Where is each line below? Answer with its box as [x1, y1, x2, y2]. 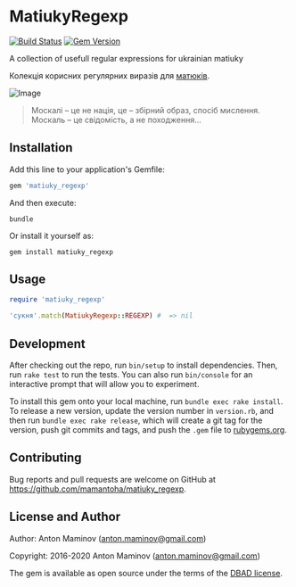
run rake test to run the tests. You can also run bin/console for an [9, 369, 253, 380]
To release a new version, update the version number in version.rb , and [9, 406, 275, 416]
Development [9, 336, 86, 351]
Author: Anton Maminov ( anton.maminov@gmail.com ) [9, 533, 207, 543]
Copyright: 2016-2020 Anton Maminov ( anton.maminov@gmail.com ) [9, 550, 260, 561]
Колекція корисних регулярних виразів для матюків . [9, 70, 210, 81]
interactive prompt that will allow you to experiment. [9, 379, 200, 389]
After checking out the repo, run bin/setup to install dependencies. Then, [9, 360, 278, 370]
